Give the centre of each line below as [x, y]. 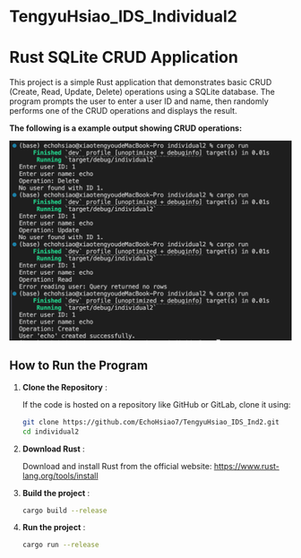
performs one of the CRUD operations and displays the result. [123, 111]
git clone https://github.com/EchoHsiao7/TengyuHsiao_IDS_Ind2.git [150, 422]
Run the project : [54, 528]
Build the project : [56, 493]
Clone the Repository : [64, 387]
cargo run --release [60, 545]
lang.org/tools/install [60, 476]
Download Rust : [53, 449]
